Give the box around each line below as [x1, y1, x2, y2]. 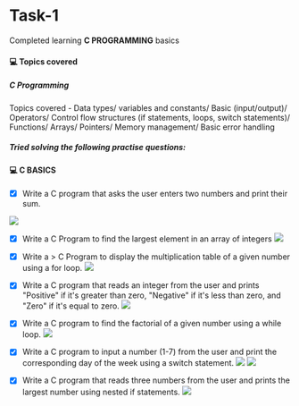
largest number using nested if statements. [21, 386, 180, 397]
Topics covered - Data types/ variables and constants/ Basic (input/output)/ [9, 102, 287, 113]
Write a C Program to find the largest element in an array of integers [21, 233, 272, 244]
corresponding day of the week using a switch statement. [21, 358, 235, 368]
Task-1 [9, 5, 60, 26]
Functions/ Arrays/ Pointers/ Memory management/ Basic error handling [9, 122, 275, 132]
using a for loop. [21, 263, 83, 274]
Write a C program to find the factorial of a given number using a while [21, 318, 282, 329]
